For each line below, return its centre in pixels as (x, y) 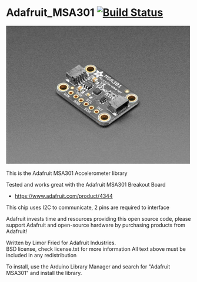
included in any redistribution (41, 255)
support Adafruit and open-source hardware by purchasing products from (96, 225)
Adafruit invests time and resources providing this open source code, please (98, 218)
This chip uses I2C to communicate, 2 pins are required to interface (88, 207)
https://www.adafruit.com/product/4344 (64, 196)
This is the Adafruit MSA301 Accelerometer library (67, 173)
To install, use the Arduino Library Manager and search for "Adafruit (88, 266)
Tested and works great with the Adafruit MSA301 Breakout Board (86, 184)
